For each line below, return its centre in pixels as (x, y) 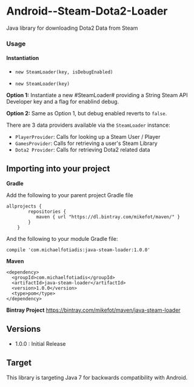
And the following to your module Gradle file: (62, 238)
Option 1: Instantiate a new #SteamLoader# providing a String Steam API (97, 95)
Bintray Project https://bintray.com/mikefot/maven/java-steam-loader (93, 310)
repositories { (47, 211)
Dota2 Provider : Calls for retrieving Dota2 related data (82, 150)
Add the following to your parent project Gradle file (70, 195)
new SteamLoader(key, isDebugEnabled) (64, 72)
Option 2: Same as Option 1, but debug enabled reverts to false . (87, 113)
